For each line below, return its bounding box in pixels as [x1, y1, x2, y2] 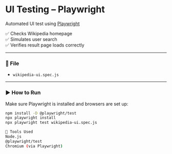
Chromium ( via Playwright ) [5, 143, 63, 149]
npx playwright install [5, 115, 56, 121]
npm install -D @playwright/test [5, 111, 77, 116]
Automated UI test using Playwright [5, 20, 80, 27]
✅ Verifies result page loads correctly [5, 42, 84, 48]
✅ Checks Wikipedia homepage [5, 30, 73, 36]
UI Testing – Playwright [5, 4, 105, 15]
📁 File [5, 60, 19, 67]
